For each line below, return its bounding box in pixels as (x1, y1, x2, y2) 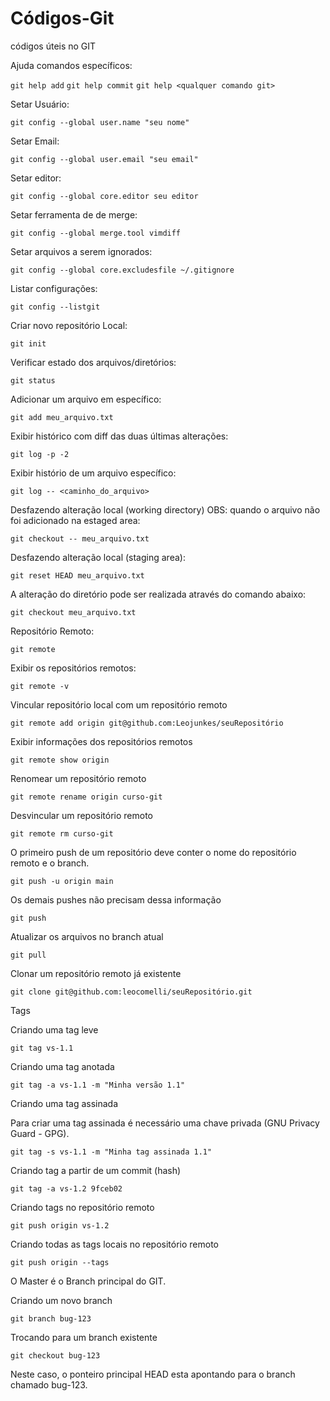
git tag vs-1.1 (10, 1043, 74, 1053)
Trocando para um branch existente (10, 1331, 158, 1343)
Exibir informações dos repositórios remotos (10, 735, 193, 747)
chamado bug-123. (10, 1378, 88, 1391)
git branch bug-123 (10, 1313, 92, 1324)
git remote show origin (10, 755, 110, 765)
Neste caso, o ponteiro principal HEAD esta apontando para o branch (10, 1368, 296, 1380)
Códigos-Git (10, 7, 115, 30)
